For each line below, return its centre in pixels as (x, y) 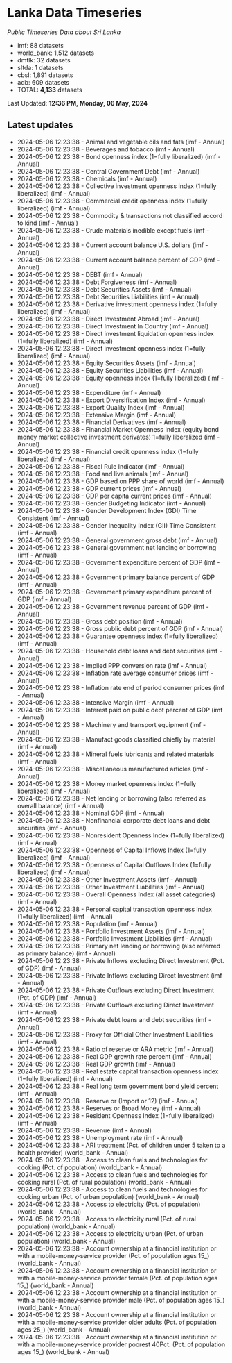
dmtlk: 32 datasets (44, 60)
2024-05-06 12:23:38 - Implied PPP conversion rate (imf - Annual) (112, 665)
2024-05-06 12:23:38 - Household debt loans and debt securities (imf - (120, 651)
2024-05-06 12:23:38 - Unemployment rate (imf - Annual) (100, 1137)
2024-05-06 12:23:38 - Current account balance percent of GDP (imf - (118, 260)
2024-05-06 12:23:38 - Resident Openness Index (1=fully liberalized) (116, 1115)
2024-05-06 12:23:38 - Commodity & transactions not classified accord (120, 215)
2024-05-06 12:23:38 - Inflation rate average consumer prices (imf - (115, 673)
